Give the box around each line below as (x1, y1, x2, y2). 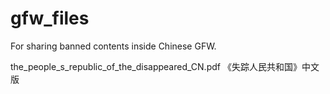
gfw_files (10, 7, 90, 30)
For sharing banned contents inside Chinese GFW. (10, 40, 217, 52)
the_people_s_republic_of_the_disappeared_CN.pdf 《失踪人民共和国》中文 (10, 60, 320, 72)
